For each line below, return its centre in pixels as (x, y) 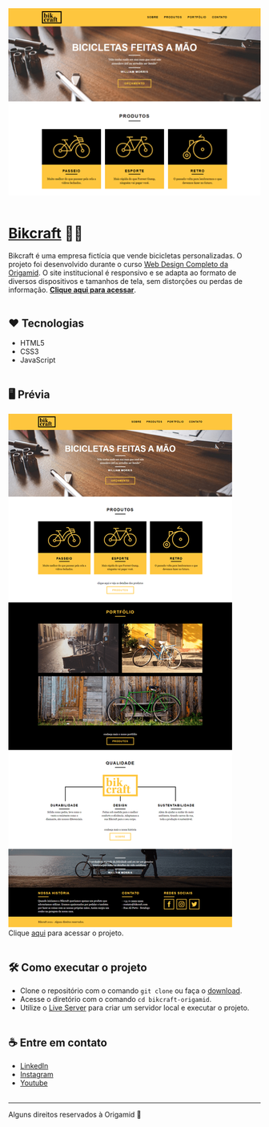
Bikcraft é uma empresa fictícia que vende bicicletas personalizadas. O (125, 256)
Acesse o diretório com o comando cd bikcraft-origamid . (116, 999)
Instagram (36, 1075)
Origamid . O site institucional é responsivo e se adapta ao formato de (122, 273)
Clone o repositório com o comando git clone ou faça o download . (131, 991)
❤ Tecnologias (46, 324)
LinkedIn (34, 1066)
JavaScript (38, 359)
